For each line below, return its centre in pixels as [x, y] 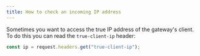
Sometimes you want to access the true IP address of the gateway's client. [100, 29]
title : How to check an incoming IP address [64, 12]
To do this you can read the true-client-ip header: [71, 36]
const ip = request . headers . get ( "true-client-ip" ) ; [73, 47]
